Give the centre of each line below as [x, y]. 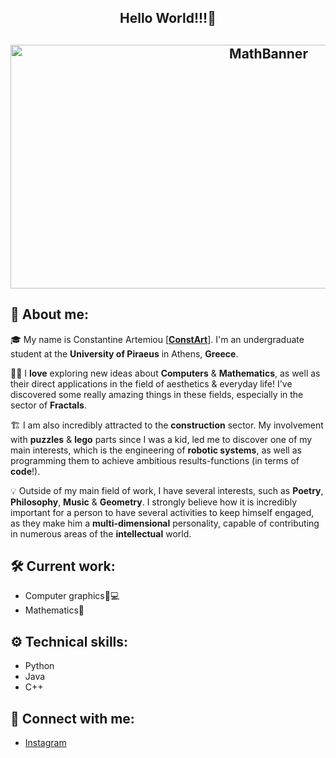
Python [39, 666]
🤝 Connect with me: [72, 718]
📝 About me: [49, 314]
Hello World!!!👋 [168, 18]
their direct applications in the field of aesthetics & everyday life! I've [151, 383]
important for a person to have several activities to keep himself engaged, [162, 512]
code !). [25, 471]
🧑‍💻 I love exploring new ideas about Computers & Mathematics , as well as [165, 373]
